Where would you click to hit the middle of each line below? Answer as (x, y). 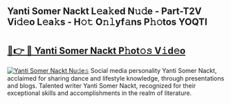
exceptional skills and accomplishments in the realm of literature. (100, 93)
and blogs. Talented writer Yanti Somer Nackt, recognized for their (102, 86)
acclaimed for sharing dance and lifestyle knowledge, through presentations (116, 78)
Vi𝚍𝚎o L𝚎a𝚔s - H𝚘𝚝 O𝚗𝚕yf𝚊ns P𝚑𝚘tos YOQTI (107, 22)
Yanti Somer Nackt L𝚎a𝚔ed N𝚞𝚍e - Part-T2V (104, 11)
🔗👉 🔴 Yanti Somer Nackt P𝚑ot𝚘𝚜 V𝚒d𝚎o (96, 51)
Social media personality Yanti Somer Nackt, (154, 71)
